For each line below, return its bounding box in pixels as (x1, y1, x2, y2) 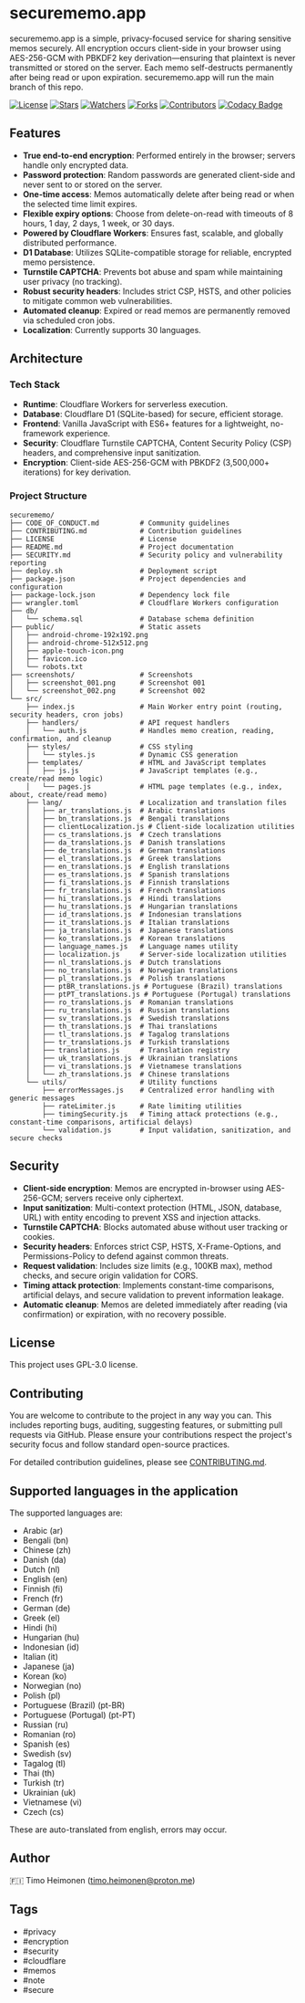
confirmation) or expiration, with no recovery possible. (22, 1308, 228, 1319)
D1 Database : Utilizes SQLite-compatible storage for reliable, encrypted (22, 246, 292, 257)
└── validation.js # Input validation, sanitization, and (42, 1126, 291, 1135)
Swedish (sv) (22, 1747, 73, 1759)
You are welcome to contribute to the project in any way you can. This (9, 1410, 272, 1421)
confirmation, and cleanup (9, 734, 112, 743)
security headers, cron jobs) (9, 710, 125, 719)
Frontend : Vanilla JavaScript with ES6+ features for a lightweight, (22, 418, 269, 429)
